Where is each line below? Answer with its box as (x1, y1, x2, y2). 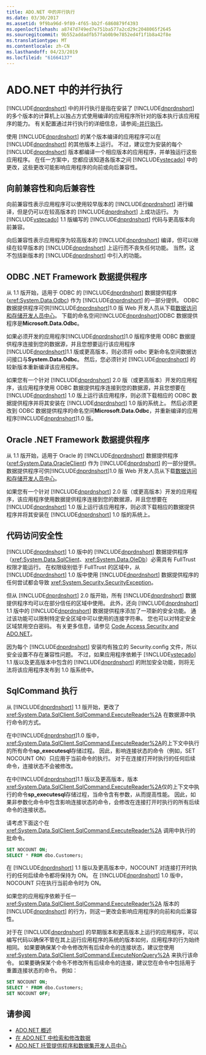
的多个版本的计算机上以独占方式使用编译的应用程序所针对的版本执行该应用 (6, 112, 194, 120)
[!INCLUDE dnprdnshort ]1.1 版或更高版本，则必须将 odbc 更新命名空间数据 (6, 348, 192, 356)
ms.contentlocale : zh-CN (6, 44, 70, 50)
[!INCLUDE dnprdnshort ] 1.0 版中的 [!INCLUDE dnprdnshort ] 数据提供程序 (6, 548, 189, 555)
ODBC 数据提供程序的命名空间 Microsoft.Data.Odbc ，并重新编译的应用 (18, 407, 198, 415)
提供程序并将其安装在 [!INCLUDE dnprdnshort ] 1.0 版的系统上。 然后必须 (11, 399, 193, 407)
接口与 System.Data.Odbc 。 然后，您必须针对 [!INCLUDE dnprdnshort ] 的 (11, 356, 196, 363)
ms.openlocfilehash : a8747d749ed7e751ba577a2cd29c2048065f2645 (6, 26, 172, 33)
